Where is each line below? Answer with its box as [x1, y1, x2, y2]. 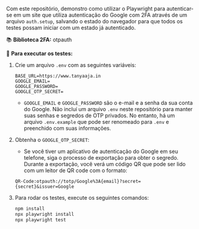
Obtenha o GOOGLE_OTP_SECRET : [14, 136, 90, 143]
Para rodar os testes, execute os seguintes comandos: [14, 194, 149, 201]
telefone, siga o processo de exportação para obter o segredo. [23, 154, 179, 161]
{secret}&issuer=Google [14, 184, 75, 190]
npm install [14, 206, 45, 212]
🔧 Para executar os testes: [6, 50, 73, 57]
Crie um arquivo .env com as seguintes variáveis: [14, 62, 136, 68]
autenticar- [166, 5, 194, 12]
